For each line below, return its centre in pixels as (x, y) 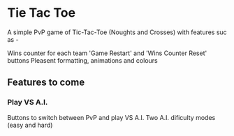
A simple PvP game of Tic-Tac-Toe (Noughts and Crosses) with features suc (117, 32)
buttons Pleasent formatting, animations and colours (83, 60)
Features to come (46, 83)
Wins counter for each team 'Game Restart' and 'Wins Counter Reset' (107, 53)
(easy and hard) (30, 125)
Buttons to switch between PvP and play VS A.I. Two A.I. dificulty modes (111, 117)
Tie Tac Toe (41, 13)
